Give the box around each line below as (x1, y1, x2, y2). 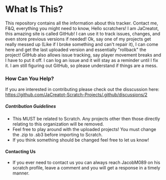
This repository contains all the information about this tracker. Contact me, (5, 20, 158, 26)
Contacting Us (5, 148, 36, 154)
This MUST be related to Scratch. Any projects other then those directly (12, 116, 160, 122)
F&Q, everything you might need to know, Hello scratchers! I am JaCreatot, (5, 25, 159, 31)
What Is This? (5, 3, 63, 15)
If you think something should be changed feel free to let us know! (12, 137, 149, 143)
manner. (12, 170, 30, 176)
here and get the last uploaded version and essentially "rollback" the (5, 46, 146, 52)
